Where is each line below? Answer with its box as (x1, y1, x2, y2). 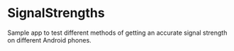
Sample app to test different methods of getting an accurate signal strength (7, 28, 228, 37)
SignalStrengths (7, 5, 105, 21)
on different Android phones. (7, 35, 92, 44)
